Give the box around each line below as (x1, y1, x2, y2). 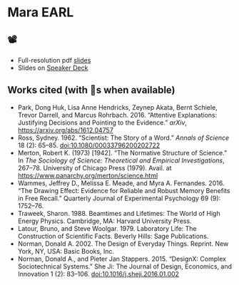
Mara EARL (7, 4, 74, 21)
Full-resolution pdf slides (17, 56, 91, 64)
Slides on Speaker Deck (17, 63, 88, 72)
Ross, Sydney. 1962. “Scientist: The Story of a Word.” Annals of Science (17, 133, 230, 142)
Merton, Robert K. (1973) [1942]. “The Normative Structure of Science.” (17, 148, 228, 157)
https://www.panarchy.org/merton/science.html (17, 171, 158, 180)
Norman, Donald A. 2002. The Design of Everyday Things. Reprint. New (17, 239, 229, 248)
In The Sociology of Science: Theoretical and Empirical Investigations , (17, 156, 225, 165)
